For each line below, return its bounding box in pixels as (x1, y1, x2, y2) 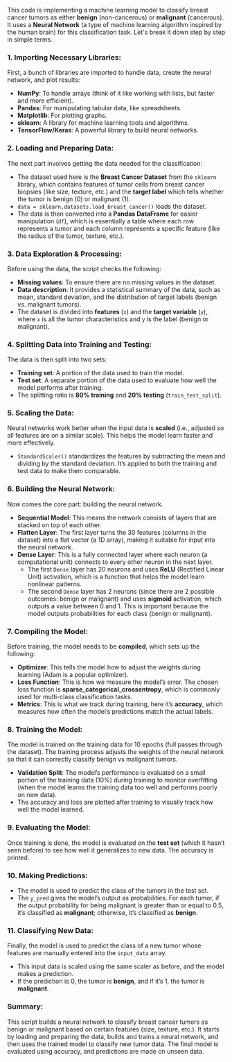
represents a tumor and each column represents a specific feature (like (17, 224, 220, 232)
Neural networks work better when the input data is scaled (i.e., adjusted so (7, 424, 224, 432)
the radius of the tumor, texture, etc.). (17, 232, 125, 240)
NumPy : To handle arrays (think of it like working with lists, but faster (17, 89, 215, 98)
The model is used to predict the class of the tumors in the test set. (17, 886, 209, 894)
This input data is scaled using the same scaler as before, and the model (17, 962, 225, 970)
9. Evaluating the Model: (7, 823, 91, 832)
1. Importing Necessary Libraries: (7, 52, 122, 62)
